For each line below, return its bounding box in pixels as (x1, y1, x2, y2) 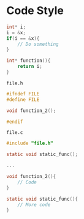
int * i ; (6, 24, 26, 30)
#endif (6, 119, 23, 125)
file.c (6, 130, 23, 136)
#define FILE (6, 96, 40, 103)
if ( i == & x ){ (6, 35, 40, 42)
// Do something (17, 41, 59, 47)
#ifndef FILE (6, 91, 40, 97)
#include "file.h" (6, 140, 53, 147)
